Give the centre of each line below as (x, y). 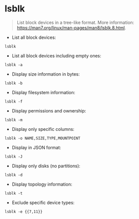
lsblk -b (14, 83)
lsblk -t (14, 193)
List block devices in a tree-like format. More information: (75, 22)
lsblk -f (14, 102)
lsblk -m (14, 120)
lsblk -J (14, 157)
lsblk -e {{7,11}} (24, 212)
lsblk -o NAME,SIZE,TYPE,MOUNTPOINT (42, 138)
